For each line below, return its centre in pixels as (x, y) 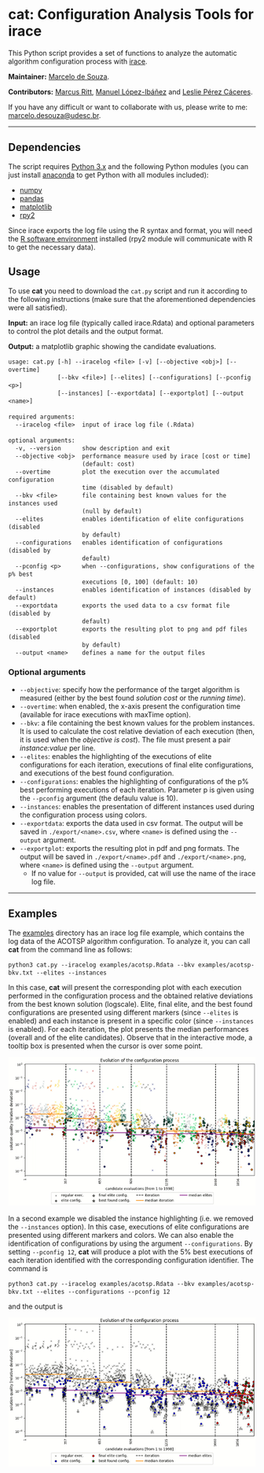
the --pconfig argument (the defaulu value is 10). (99, 798)
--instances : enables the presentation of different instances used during (137, 806)
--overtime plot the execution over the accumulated (117, 472)
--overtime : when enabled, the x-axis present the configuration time (130, 706)
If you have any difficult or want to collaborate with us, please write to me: (128, 107)
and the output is (36, 1306)
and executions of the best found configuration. (97, 773)
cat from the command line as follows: (70, 949)
